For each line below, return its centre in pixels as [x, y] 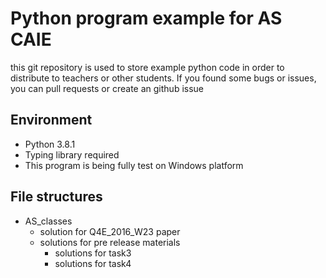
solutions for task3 [93, 253]
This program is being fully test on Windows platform [134, 165]
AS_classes [48, 221]
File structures [56, 197]
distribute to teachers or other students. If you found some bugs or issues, [163, 78]
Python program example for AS [146, 18]
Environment [51, 120]
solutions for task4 [93, 263]
